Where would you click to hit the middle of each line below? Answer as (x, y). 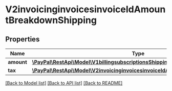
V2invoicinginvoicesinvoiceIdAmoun (85, 9)
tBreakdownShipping (51, 20)
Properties (23, 39)
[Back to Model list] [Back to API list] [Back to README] (64, 83)
